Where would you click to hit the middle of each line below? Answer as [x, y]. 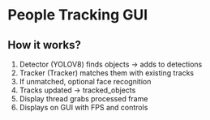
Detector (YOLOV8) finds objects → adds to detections [111, 64]
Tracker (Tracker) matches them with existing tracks [107, 73]
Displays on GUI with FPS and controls [84, 107]
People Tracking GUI [78, 15]
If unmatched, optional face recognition [85, 81]
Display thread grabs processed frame [84, 99]
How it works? [45, 45]
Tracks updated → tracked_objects [77, 90]
